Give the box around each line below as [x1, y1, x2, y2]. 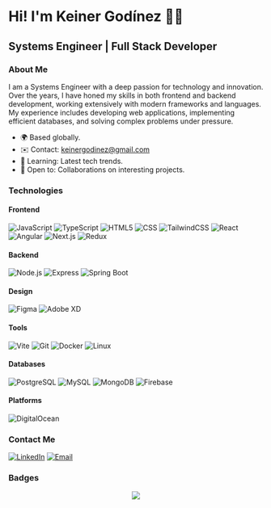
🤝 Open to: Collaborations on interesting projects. [19, 165, 185, 174]
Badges [8, 472, 39, 484]
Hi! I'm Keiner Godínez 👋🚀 [8, 7, 184, 26]
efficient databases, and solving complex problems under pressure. [8, 116, 234, 126]
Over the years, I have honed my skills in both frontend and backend [8, 90, 236, 100]
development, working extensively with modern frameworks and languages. [8, 99, 261, 108]
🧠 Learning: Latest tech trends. [19, 156, 124, 166]
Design [8, 286, 33, 296]
